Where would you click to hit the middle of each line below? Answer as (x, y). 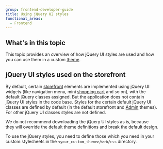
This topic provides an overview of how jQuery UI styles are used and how (80, 54)
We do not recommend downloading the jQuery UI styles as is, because (77, 121)
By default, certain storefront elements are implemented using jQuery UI (78, 86)
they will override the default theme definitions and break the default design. (82, 127)
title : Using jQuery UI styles (37, 14)
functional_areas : (24, 18)
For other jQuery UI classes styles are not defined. (56, 112)
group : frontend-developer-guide (39, 9)
